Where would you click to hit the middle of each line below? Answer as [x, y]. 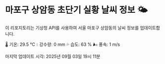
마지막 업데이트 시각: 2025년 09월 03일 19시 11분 [53, 56]
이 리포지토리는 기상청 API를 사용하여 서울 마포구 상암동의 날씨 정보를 [72, 28]
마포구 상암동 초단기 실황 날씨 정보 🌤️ [76, 10]
